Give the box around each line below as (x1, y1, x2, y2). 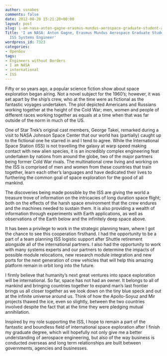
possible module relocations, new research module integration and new (5, 252, 152, 258)
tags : (5, 53, 16, 59)
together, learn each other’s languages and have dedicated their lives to (5, 169, 153, 175)
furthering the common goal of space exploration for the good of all (5, 175, 144, 180)
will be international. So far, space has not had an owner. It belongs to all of (5, 277, 159, 283)
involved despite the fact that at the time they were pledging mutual (5, 304, 144, 310)
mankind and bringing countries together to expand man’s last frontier (5, 282, 149, 288)
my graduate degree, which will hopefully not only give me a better (5, 329, 143, 335)
